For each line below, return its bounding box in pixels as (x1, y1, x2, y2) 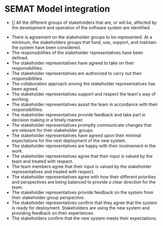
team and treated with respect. (11, 158, 73, 164)
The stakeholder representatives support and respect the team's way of (11, 91, 156, 97)
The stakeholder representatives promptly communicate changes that (11, 122, 152, 128)
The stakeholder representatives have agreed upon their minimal (11, 132, 142, 138)
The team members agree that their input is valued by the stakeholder (11, 163, 152, 169)
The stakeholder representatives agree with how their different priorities (11, 174, 156, 180)
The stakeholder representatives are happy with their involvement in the (11, 143, 156, 149)
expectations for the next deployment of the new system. (11, 137, 127, 143)
